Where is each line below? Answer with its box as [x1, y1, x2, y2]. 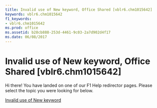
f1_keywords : [5, 16, 32, 21]
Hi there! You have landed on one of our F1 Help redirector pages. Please [5, 82, 153, 88]
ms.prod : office [5, 26, 38, 30]
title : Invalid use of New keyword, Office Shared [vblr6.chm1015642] [5, 7, 153, 12]
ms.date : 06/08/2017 [5, 35, 48, 40]
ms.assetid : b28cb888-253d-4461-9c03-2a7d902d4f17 [5, 30, 111, 35]
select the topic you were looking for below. [5, 87, 94, 93]
